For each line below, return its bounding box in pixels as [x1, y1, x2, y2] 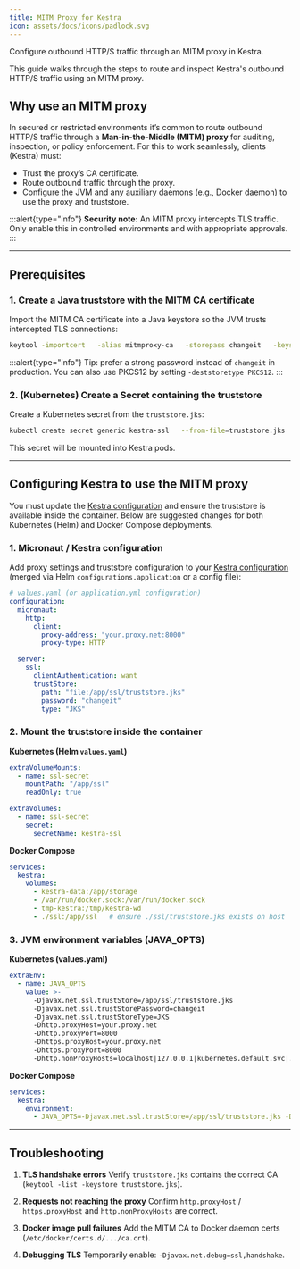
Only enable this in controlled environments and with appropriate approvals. [9, 223, 288, 234]
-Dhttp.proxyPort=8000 [32, 1029, 118, 1039]
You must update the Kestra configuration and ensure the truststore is [9, 500, 266, 511]
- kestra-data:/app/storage [32, 888, 138, 897]
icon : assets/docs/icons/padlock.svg [9, 21, 150, 30]
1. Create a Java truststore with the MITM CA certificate [9, 294, 255, 306]
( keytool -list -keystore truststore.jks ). [21, 1179, 183, 1190]
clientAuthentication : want [32, 672, 138, 680]
